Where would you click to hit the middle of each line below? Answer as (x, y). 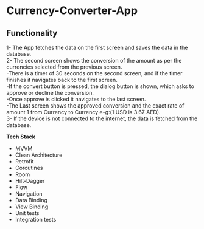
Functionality (32, 33)
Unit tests (27, 213)
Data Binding (31, 200)
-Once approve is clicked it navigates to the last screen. (76, 99)
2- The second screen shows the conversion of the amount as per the (94, 60)
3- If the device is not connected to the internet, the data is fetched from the (102, 118)
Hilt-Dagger (30, 181)
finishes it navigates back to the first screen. (62, 80)
